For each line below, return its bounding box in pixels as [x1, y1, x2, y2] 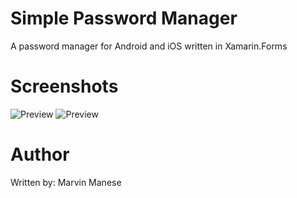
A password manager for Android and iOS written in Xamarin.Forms [10, 40, 288, 52]
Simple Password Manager [10, 7, 238, 30]
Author [10, 143, 70, 166]
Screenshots [10, 75, 119, 98]
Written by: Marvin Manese [10, 176, 122, 188]
